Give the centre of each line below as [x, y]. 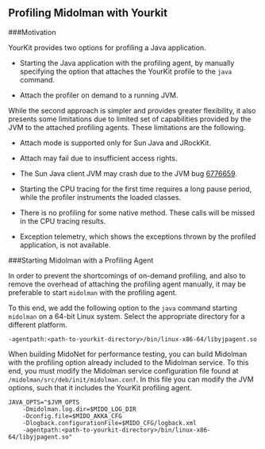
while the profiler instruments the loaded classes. [100, 197]
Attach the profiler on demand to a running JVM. [99, 95]
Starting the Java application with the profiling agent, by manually [127, 63]
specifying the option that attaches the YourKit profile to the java [126, 71]
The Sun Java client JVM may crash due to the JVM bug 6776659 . [129, 173]
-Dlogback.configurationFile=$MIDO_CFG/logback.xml [109, 423]
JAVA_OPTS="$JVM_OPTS [44, 402]
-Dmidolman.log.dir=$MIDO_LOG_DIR [79, 409]
